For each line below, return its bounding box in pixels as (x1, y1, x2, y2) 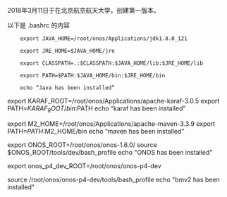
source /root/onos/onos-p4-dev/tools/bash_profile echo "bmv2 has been (7, 175, 220, 184)
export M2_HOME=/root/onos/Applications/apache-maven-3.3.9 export (7, 119, 216, 128)
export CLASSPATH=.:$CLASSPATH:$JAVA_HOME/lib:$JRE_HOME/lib (20, 60, 203, 67)
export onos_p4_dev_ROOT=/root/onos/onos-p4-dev (7, 161, 161, 170)
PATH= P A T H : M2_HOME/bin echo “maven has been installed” (7, 127, 185, 135)
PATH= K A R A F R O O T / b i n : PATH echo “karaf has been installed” (7, 104, 186, 114)
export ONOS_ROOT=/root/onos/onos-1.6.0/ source (7, 140, 157, 149)
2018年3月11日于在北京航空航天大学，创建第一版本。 (7, 6, 160, 14)
